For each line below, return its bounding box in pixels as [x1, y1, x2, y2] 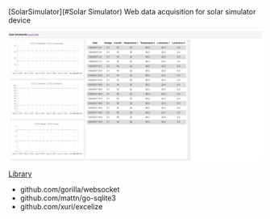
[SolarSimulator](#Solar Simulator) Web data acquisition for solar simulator [8, 7, 256, 16]
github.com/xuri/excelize [19, 201, 103, 211]
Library [8, 169, 32, 179]
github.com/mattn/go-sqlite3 [19, 193, 117, 203]
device [8, 15, 31, 25]
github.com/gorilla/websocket [19, 184, 120, 194]
